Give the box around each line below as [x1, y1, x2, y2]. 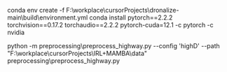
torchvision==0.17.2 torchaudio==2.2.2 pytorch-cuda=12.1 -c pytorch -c [7, 21, 214, 29]
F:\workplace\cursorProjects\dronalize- [66, 6, 179, 14]
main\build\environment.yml [7, 13, 88, 22]
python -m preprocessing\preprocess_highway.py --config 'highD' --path [7, 42, 221, 50]
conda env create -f [7, 6, 65, 14]
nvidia [7, 28, 25, 36]
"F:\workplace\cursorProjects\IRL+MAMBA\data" [7, 49, 148, 57]
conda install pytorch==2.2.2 [89, 13, 173, 22]
